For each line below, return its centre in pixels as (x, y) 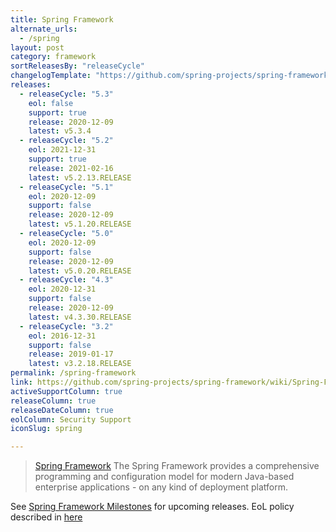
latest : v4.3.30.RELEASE (80, 317)
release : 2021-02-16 (71, 168)
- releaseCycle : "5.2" (66, 141)
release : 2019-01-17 (71, 354)
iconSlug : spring (46, 429)
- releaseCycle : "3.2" (66, 326)
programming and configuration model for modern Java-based (164, 477)
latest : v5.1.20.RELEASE (80, 224)
